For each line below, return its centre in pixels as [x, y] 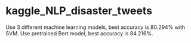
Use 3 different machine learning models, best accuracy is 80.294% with [95, 27]
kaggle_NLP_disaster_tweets [79, 11]
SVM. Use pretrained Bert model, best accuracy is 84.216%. [79, 33]
